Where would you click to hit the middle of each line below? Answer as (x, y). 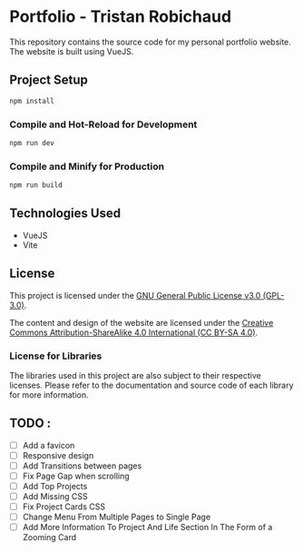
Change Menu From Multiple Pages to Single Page (117, 517)
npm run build (36, 185)
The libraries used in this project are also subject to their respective (135, 375)
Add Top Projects (55, 486)
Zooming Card (49, 537)
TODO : (30, 424)
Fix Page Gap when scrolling (76, 476)
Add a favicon (49, 445)
